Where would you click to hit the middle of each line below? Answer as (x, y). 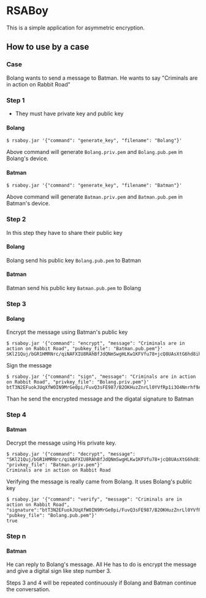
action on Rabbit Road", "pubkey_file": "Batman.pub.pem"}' (85, 349)
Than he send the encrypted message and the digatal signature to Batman (100, 399)
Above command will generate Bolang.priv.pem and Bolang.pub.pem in (94, 152)
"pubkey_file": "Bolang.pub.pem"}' (52, 516)
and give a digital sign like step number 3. (59, 571)
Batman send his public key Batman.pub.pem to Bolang (74, 288)
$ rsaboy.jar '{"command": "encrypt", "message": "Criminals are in (96, 343)
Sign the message (29, 366)
